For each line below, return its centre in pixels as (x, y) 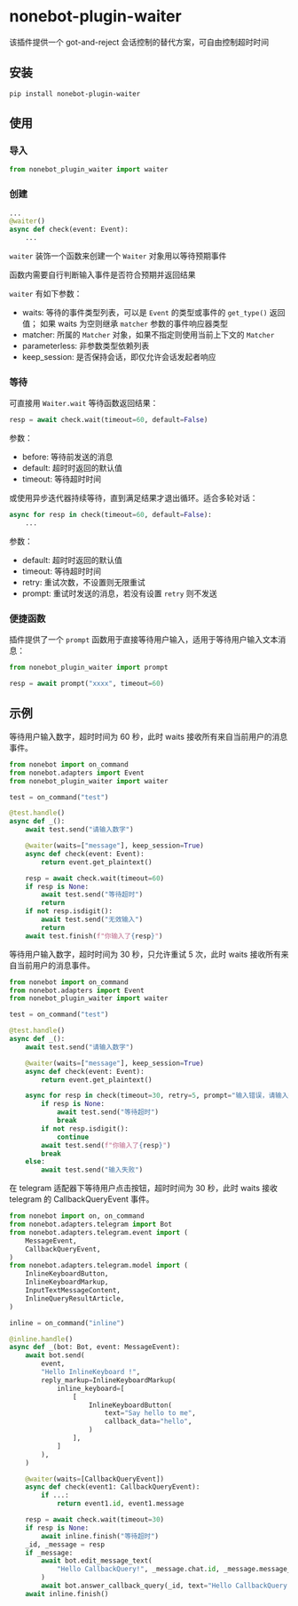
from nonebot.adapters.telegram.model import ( (99, 1266)
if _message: (49, 1553)
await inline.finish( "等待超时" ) (100, 1536)
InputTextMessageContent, (73, 1291)
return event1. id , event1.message (120, 1504)
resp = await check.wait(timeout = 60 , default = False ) (109, 420)
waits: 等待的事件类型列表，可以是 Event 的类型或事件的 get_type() (145, 313)
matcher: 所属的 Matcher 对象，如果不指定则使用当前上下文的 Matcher (148, 335)
